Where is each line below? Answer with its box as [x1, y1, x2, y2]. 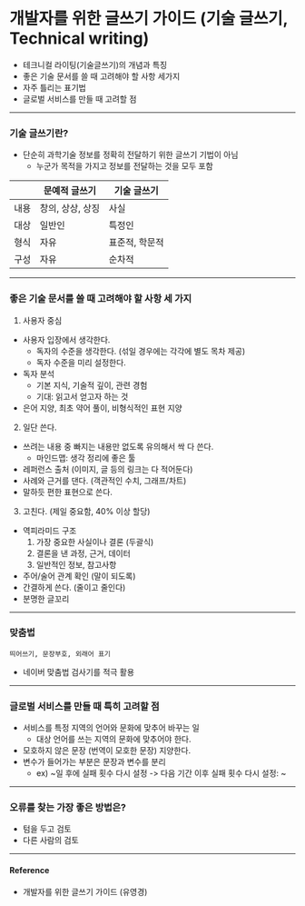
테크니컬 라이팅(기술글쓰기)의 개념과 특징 [22, 59, 168, 70]
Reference [9, 865, 50, 876]
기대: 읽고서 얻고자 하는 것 [35, 391, 129, 402]
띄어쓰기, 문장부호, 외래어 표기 [9, 649, 112, 659]
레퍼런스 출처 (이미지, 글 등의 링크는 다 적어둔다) [22, 463, 193, 474]
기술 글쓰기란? [9, 126, 69, 139]
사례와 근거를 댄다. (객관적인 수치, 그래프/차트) [22, 474, 187, 486]
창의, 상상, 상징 [39, 202, 100, 214]
